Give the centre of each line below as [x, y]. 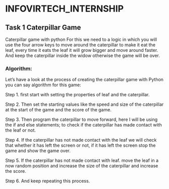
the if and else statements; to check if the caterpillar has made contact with [84, 125]
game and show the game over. [38, 151]
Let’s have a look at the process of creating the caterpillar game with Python [84, 80]
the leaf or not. [21, 130]
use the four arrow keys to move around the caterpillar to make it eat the [80, 45]
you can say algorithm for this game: [43, 85]
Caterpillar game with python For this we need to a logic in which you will [81, 39]
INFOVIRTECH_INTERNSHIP [65, 9]
